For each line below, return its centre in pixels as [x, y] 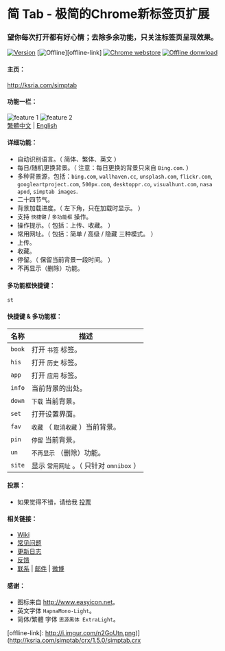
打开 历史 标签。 [56, 362]
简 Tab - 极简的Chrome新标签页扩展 [108, 14]
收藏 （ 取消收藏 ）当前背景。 [76, 427]
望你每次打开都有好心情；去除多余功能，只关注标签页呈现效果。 [113, 37]
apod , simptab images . [47, 191]
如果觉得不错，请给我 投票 [54, 502]
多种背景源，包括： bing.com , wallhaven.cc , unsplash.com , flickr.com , [115, 177]
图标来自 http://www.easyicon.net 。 [68, 602]
